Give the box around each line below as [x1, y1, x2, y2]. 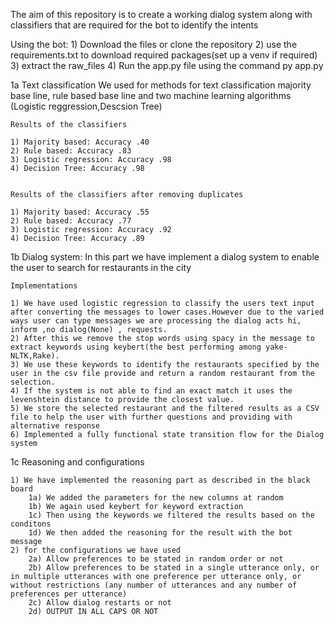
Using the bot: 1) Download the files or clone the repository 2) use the [10, 39, 298, 50]
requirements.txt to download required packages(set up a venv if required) [10, 49, 318, 61]
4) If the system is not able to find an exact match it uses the [10, 386, 293, 396]
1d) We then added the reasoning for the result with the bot [28, 528, 293, 538]
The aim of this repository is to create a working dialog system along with [10, 9, 313, 20]
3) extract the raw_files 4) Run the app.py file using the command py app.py [10, 60, 324, 71]
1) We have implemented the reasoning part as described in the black [10, 475, 311, 485]
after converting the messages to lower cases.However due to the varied [10, 307, 325, 317]
